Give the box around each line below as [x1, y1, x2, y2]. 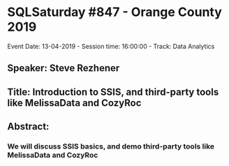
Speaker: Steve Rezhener [7, 62, 120, 74]
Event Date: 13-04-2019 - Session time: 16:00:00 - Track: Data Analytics [7, 42, 215, 50]
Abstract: [7, 121, 50, 133]
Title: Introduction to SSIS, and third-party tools [7, 86, 219, 98]
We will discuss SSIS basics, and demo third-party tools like [7, 142, 215, 151]
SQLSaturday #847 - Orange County [7, 4, 222, 20]
